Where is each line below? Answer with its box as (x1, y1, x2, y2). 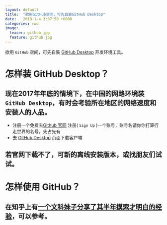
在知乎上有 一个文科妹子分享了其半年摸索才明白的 (5, 203, 156, 211)
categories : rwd (5, 21, 39, 26)
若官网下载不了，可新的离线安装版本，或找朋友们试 (5, 151, 162, 159)
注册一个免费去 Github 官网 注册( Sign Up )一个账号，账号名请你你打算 (12, 122, 155, 128)
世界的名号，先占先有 (16, 128, 61, 134)
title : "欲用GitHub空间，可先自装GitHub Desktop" (5, 12, 105, 17)
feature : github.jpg (9, 35, 52, 40)
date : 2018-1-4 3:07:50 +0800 (5, 16, 72, 21)
